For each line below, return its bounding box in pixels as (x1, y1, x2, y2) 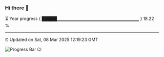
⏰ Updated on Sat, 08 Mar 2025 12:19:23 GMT (5, 37, 99, 43)
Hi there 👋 (5, 4, 29, 11)
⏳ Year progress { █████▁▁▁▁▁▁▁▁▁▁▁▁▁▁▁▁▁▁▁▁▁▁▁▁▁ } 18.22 (5, 16, 155, 21)
